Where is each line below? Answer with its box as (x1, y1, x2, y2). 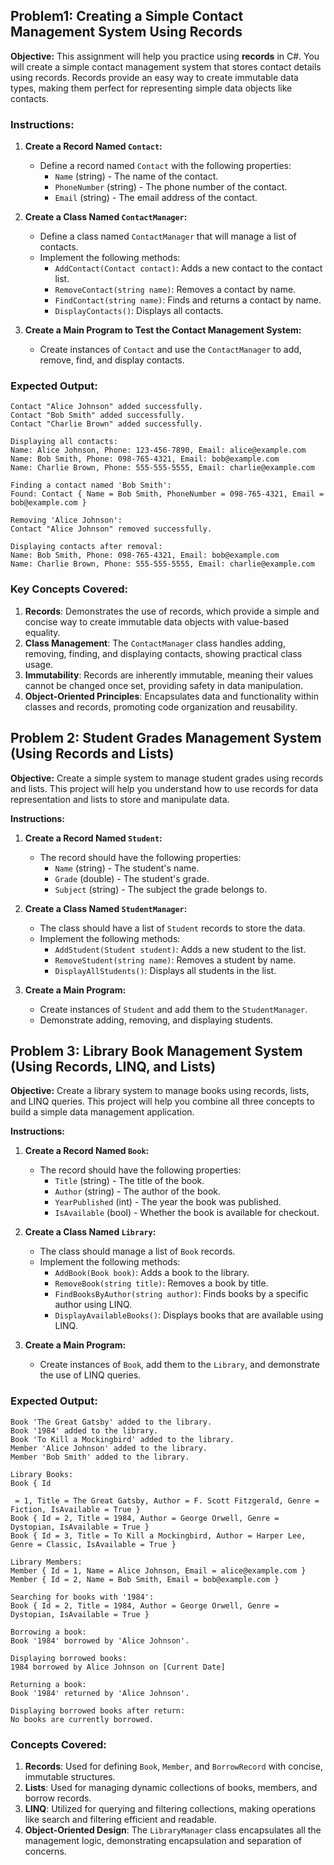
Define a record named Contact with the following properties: (39, 160, 292, 172)
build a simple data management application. (10, 1106, 195, 1118)
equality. (24, 626, 61, 638)
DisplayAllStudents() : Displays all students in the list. (54, 964, 277, 976)
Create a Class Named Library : (24, 1226, 157, 1238)
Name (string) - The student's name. (54, 862, 200, 874)
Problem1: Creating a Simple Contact (10, 8, 244, 25)
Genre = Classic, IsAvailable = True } (10, 1539, 177, 1549)
